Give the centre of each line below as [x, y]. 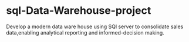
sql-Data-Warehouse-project [79, 11]
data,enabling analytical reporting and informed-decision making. [85, 32]
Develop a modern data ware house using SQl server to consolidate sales [95, 26]
